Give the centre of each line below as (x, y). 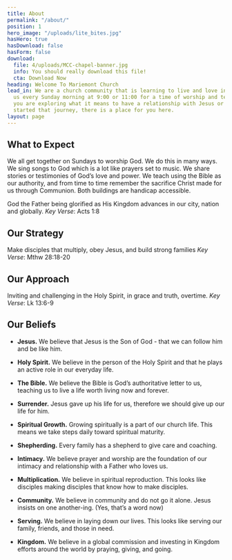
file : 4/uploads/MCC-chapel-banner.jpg (71, 65)
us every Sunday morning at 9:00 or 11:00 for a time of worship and (115, 98)
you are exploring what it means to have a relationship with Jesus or (119, 104)
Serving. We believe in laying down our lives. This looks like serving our (119, 521)
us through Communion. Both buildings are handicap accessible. (99, 190)
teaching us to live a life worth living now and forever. (93, 390)
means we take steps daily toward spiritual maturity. (91, 432)
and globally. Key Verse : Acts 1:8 (54, 211)
